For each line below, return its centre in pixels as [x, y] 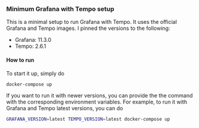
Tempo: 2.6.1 [31, 46]
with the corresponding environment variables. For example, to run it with [97, 102]
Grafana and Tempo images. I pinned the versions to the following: [88, 28]
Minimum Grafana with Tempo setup [61, 9]
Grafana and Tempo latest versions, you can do [65, 108]
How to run [20, 60]
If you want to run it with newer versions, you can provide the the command [99, 96]
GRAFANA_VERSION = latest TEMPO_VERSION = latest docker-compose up [88, 119]
